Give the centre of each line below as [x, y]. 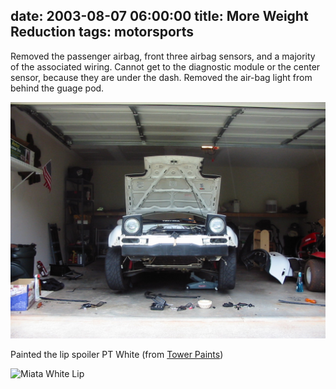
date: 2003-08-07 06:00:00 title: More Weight [159, 16]
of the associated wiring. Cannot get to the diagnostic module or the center [165, 66]
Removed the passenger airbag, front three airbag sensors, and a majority [163, 56]
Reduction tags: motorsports [102, 32]
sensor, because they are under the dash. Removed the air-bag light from [161, 77]
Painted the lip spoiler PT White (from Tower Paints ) [117, 354]
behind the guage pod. [57, 88]
